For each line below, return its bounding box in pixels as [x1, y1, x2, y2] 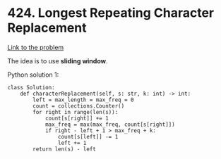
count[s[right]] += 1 [44, 115, 109, 122]
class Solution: [7, 84, 55, 91]
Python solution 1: [7, 70, 59, 79]
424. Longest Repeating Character [7, 5, 215, 21]
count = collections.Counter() [32, 102, 125, 110]
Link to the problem [7, 43, 64, 51]
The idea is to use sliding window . [7, 56, 108, 65]
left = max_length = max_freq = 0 [32, 96, 134, 103]
